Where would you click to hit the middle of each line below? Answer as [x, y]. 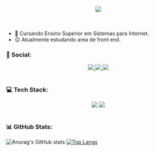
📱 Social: [19, 54]
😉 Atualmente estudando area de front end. [68, 39]
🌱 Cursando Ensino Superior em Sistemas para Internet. [82, 33]
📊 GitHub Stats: [29, 127]
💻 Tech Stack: [27, 90]
